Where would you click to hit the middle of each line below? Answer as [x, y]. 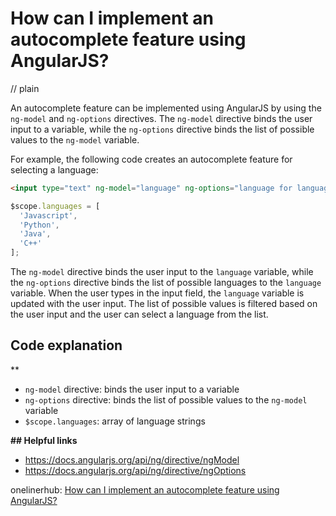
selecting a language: [54, 169]
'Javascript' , [48, 215]
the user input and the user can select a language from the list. [139, 314]
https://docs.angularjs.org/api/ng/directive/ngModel [132, 459]
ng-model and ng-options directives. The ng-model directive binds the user [161, 118]
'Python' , [39, 225]
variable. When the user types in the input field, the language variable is [157, 293]
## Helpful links [44, 440]
